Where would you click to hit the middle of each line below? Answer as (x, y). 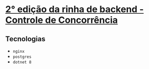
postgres (22, 57)
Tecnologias (25, 39)
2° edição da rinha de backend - (74, 9)
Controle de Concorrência (62, 20)
